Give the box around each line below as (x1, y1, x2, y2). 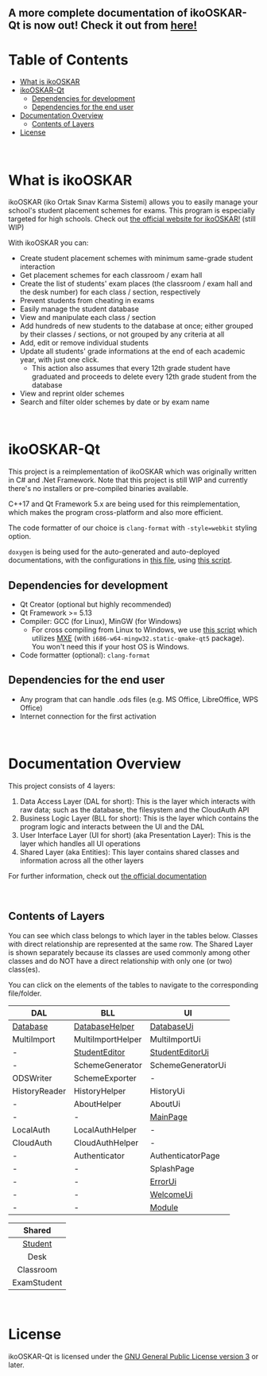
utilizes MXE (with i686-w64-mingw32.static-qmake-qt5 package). (31, 633, 245, 643)
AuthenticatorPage (149, 1150, 220, 1161)
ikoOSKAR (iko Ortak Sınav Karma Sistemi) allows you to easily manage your (8, 197, 258, 207)
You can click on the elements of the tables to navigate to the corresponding (8, 980, 259, 989)
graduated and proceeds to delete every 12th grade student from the (31, 372, 257, 381)
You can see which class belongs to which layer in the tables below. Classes (8, 930, 258, 940)
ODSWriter (12, 1072, 52, 1083)
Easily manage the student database (19, 304, 139, 314)
